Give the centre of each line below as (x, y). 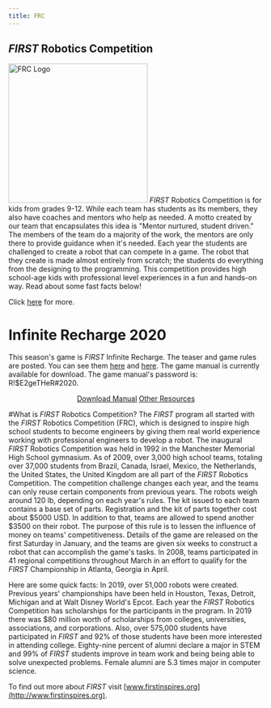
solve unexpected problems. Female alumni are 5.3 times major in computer (135, 663)
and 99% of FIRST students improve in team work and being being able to (131, 654)
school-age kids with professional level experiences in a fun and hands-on (133, 278)
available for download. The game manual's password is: (103, 374)
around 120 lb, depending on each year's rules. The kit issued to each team (134, 501)
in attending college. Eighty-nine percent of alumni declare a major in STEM (134, 646)
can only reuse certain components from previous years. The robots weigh (133, 492)
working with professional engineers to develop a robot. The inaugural (125, 440)
